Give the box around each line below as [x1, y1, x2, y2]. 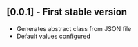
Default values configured [16, 32, 90, 40]
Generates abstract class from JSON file [16, 24, 132, 32]
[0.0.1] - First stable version [6, 6, 128, 18]
